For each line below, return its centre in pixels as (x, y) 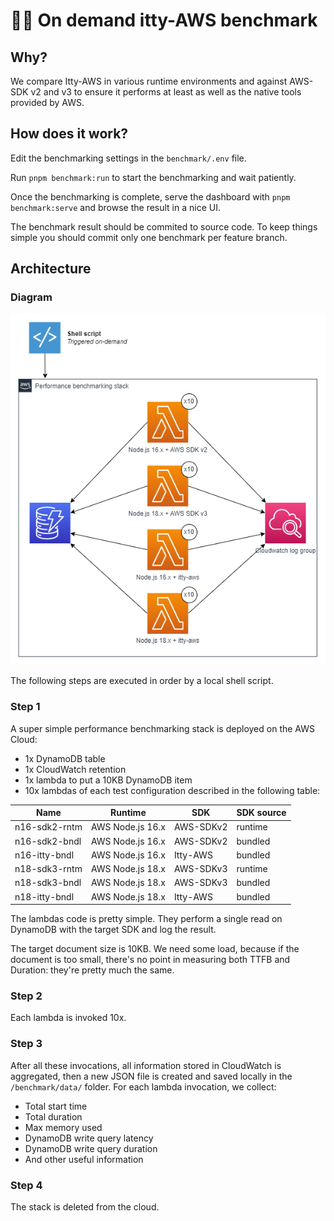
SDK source (261, 813)
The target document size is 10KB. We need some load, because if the (155, 949)
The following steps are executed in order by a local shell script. (142, 681)
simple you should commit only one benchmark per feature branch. (149, 237)
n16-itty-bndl (44, 855)
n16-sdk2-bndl (48, 841)
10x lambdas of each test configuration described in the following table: (172, 790)
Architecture (51, 269)
